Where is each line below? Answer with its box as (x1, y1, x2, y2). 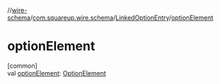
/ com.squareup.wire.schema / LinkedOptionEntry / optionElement (30, 13, 214, 22)
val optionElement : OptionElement (7, 68, 107, 77)
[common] (7, 61, 37, 70)
